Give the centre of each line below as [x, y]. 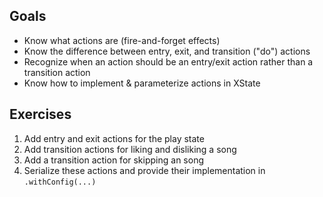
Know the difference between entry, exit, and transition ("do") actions [167, 51]
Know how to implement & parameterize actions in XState [142, 83]
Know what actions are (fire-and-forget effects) [122, 40]
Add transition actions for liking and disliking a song [130, 149]
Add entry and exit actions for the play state [114, 138]
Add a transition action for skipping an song [113, 160]
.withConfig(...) [60, 182]
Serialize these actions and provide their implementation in [144, 170]
